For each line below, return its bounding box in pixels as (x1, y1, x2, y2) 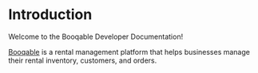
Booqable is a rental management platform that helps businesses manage (8, 47, 250, 56)
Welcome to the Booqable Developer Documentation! (8, 32, 184, 41)
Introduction (8, 6, 93, 24)
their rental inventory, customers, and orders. (8, 56, 157, 65)
